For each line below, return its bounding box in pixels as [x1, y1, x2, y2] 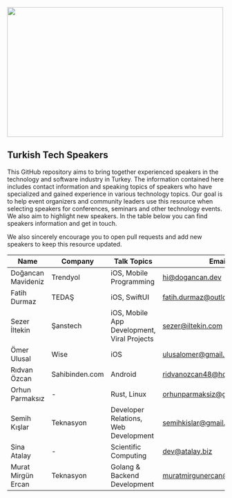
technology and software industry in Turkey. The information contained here [7, 175, 224, 183]
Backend [110, 470, 139, 480]
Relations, [110, 413, 143, 423]
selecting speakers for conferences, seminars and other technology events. [7, 204, 222, 213]
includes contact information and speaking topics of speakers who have [7, 182, 213, 190]
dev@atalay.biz [162, 446, 213, 456]
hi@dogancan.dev [162, 272, 222, 282]
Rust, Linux [110, 389, 147, 399]
